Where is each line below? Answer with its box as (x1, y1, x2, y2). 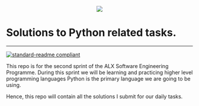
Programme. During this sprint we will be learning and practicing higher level (6, 69, 193, 76)
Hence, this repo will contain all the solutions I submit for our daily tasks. (6, 92, 183, 100)
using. (6, 81, 21, 88)
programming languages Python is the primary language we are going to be (6, 75, 191, 82)
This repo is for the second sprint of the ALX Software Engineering (6, 62, 169, 69)
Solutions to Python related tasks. (6, 26, 176, 40)
